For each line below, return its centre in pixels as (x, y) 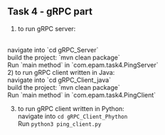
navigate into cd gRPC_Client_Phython (73, 116)
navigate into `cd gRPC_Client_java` (59, 80)
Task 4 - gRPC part (50, 12)
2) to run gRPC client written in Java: (61, 72)
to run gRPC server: (47, 28)
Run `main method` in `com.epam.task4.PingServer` (83, 65)
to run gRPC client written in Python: (71, 108)
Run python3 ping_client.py (59, 124)
